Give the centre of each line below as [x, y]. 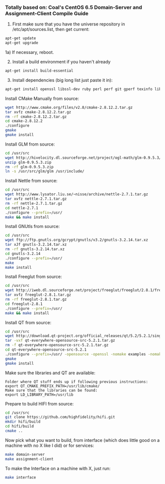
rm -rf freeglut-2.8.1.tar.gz [36, 300]
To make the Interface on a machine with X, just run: [58, 468]
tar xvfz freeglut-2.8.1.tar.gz [38, 295]
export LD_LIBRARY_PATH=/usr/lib [39, 395]
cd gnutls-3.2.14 [23, 254]
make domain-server [25, 454]
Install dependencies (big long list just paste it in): [62, 80]
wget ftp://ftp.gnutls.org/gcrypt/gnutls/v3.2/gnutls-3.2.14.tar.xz [77, 240]
